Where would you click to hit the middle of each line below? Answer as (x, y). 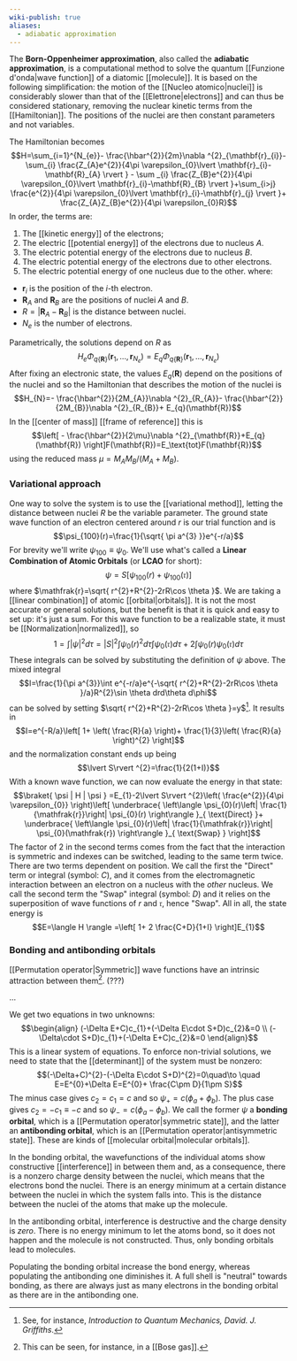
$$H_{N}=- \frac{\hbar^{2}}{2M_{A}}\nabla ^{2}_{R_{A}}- (118, 398)
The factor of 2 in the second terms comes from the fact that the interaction (147, 847)
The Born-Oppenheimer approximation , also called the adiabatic (129, 59)
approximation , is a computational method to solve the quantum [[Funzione (147, 68)
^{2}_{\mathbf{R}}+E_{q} (221, 435)
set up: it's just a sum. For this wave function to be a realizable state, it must (147, 619)
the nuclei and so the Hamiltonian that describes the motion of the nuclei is (145, 385)
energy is (26, 913)
